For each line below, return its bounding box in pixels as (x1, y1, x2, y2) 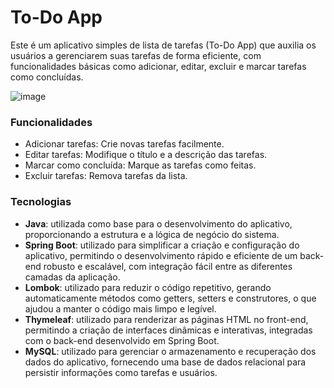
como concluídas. (10, 71, 84, 83)
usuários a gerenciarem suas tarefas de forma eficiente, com (10, 49, 262, 61)
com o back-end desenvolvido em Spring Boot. (24, 334, 220, 346)
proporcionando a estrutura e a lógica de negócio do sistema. (24, 228, 280, 240)
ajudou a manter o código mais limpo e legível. (24, 302, 217, 315)
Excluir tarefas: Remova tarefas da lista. (24, 170, 188, 182)
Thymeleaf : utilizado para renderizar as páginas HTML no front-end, (24, 313, 309, 325)
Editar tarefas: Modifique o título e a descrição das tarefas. (24, 149, 268, 161)
